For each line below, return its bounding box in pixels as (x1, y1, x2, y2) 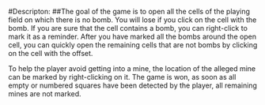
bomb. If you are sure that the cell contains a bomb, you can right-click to (8, 24, 248, 32)
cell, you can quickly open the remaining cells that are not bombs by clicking (8, 40, 258, 50)
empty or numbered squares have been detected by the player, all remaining (8, 81, 257, 90)
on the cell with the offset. (8, 49, 93, 58)
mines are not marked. (8, 89, 81, 98)
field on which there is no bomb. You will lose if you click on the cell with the (8, 15, 257, 24)
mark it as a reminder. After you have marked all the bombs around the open (8, 32, 257, 41)
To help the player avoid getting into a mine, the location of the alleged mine (8, 64, 256, 73)
